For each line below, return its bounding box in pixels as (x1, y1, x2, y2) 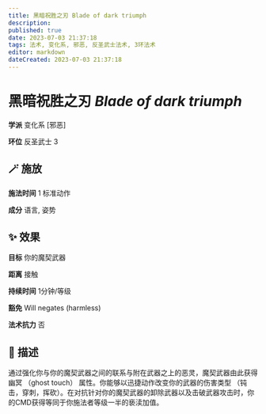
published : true (8, 26, 62, 34)
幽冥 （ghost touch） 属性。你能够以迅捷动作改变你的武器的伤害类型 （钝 (8, 378, 248, 388)
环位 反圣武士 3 (8, 136, 59, 146)
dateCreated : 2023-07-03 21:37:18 (8, 56, 123, 64)
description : (8, 19, 51, 27)
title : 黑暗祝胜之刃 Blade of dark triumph (8, 11, 146, 20)
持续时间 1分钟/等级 (8, 287, 71, 296)
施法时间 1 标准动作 (8, 188, 71, 198)
